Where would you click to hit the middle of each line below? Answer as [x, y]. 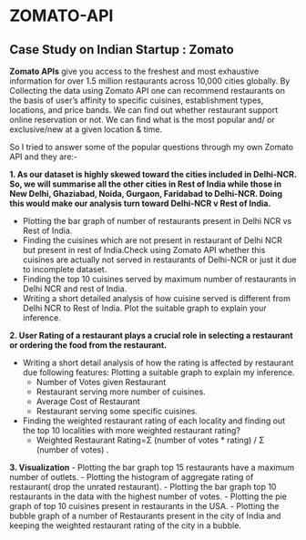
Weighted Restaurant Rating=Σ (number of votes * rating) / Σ [150, 440]
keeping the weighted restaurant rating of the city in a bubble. [125, 525]
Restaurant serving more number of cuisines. [121, 392]
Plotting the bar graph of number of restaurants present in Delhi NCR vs [157, 221]
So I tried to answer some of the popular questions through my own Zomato [152, 147]
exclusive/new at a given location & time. [86, 129]
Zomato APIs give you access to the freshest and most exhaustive [134, 71]
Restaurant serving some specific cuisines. [117, 411]
